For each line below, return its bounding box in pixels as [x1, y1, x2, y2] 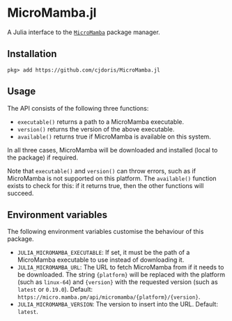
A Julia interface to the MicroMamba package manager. [7, 28, 160, 36]
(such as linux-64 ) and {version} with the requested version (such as [17, 278, 218, 286]
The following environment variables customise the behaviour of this [7, 228, 204, 236]
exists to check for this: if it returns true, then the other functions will [7, 181, 204, 189]
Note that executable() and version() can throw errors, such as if [7, 166, 196, 175]
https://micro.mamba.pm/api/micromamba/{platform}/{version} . [17, 292, 201, 301]
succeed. [7, 189, 34, 197]
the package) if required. [7, 153, 79, 162]
